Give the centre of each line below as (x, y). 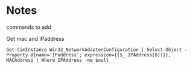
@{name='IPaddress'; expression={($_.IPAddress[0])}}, (101, 55)
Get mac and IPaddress (35, 38)
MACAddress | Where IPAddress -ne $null (58, 60)
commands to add (29, 27)
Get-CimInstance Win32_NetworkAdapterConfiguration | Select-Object (94, 49)
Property (17, 55)
